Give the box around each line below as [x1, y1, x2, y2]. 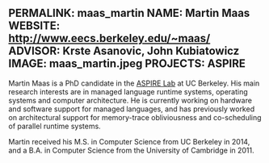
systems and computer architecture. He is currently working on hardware [8, 95, 253, 105]
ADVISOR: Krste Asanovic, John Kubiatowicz [8, 44, 240, 58]
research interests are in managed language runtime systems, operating [8, 86, 248, 96]
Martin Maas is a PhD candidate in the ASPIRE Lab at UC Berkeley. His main [8, 78, 260, 88]
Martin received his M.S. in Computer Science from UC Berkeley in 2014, [8, 136, 250, 146]
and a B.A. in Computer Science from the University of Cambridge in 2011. [8, 145, 254, 155]
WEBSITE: [8, 19, 61, 33]
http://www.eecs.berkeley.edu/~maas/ [8, 31, 211, 45]
